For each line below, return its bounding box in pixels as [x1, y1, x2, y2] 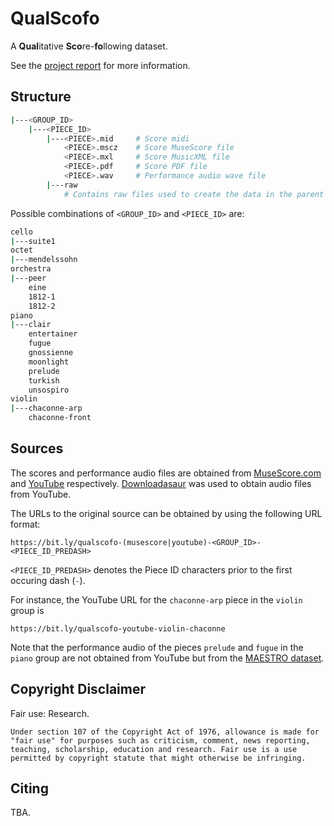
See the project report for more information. [10, 59, 191, 71]
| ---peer [10, 273, 47, 283]
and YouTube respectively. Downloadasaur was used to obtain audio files [10, 477, 312, 489]
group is [10, 604, 45, 616]
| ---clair [10, 320, 52, 330]
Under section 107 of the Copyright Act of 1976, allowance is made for [10, 727, 320, 737]
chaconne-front [28, 413, 92, 423]
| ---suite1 [10, 236, 56, 246]
